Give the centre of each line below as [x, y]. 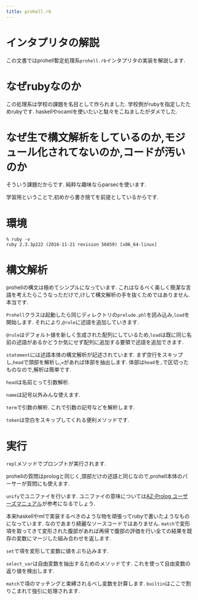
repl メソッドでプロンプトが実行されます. [56, 464]
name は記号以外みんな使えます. [43, 395]
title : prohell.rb [29, 12]
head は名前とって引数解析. [38, 382]
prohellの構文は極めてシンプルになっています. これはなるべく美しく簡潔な [96, 287]
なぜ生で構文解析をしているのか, [85, 137]
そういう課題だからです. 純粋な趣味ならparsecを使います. [76, 185]
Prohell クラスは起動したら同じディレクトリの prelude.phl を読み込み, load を [98, 315]
